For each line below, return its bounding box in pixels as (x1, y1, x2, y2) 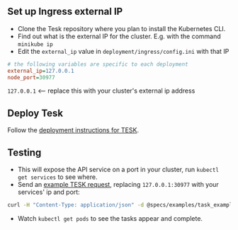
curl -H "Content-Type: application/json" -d (7, 202, 144, 209)
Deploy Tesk (7, 107, 64, 119)
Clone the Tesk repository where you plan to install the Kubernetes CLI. (17, 24, 226, 33)
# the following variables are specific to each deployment (7, 60, 189, 68)
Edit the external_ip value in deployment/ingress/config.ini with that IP (17, 47, 229, 55)
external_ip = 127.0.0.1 (7, 67, 74, 74)
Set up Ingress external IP (7, 6, 123, 18)
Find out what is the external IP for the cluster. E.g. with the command (17, 32, 221, 40)
